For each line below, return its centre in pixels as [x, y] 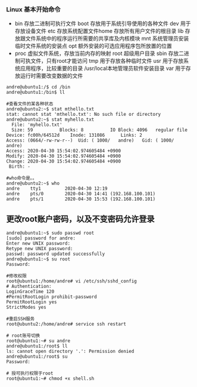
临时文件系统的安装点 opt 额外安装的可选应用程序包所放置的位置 [93, 46]
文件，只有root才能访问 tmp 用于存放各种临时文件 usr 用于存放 [107, 61]
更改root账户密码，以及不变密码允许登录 [80, 219]
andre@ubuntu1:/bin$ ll [36, 93]
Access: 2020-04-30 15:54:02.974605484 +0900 [63, 151]
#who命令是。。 [22, 178]
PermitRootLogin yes [32, 302]
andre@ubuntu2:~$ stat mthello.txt [50, 109]
